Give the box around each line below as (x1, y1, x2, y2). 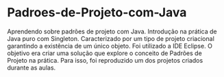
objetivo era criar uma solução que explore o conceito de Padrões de (7, 49, 202, 57)
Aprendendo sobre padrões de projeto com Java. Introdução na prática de (7, 27, 217, 35)
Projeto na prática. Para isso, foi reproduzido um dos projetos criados (7, 56, 203, 64)
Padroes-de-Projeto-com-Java (7, 5, 187, 20)
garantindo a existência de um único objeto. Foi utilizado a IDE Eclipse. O (7, 42, 212, 50)
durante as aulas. (7, 63, 56, 72)
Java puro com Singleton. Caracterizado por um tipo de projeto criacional (7, 34, 214, 42)
